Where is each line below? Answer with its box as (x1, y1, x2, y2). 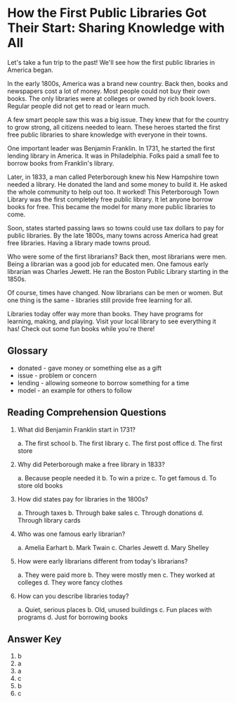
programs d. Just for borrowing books (17, 613, 128, 621)
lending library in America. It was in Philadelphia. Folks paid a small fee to (7, 151, 220, 160)
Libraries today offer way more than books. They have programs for (7, 309, 204, 318)
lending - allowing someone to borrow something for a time (17, 378, 190, 387)
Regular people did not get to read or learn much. (7, 101, 150, 110)
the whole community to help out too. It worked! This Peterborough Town (7, 187, 219, 196)
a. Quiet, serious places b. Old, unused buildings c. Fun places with (17, 605, 212, 614)
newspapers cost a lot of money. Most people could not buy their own (7, 87, 210, 95)
